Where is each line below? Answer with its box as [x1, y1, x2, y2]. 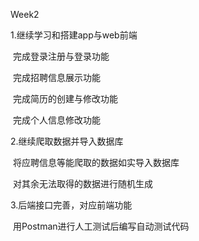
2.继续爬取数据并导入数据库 [10, 135, 124, 147]
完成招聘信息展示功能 [12, 72, 101, 83]
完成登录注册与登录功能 [12, 50, 110, 62]
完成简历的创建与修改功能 [12, 93, 118, 104]
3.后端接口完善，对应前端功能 [10, 199, 133, 211]
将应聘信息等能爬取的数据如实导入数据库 [12, 157, 180, 168]
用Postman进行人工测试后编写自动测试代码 [12, 220, 190, 232]
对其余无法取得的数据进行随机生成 [12, 178, 153, 189]
